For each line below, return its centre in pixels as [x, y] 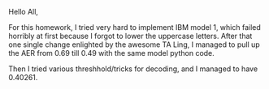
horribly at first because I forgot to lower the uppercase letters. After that [130, 36]
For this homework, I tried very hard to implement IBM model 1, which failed [135, 27]
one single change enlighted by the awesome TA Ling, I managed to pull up [134, 44]
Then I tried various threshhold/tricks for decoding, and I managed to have [133, 69]
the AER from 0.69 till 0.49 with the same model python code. [112, 53]
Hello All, [24, 12]
